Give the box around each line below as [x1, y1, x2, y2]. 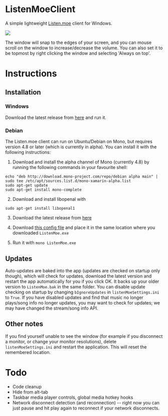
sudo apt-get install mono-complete [5, 188, 82, 193]
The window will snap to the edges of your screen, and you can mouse [5, 39, 152, 45]
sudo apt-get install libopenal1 [5, 206, 75, 211]
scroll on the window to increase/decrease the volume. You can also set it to [5, 44, 163, 51]
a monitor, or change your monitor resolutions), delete [5, 338, 117, 344]
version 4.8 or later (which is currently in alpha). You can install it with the [5, 144, 157, 150]
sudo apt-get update [5, 183, 49, 188]
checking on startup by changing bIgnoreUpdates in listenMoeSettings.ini [5, 289, 159, 295]
